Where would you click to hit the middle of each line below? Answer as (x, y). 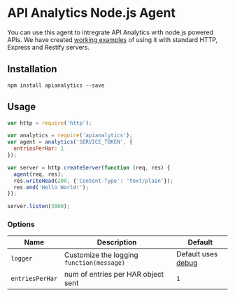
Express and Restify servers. (48, 47)
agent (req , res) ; (39, 174)
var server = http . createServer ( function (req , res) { (89, 167)
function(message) (95, 263)
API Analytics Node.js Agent (92, 13)
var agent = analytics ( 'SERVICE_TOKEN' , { (70, 142)
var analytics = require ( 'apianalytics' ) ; (70, 136)
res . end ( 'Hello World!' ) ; (51, 187)
